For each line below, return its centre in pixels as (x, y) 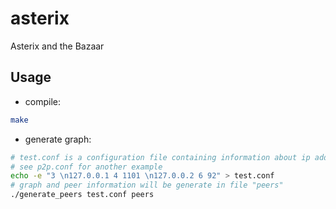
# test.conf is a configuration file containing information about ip (160, 157)
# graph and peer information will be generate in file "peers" (147, 185)
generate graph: (58, 139)
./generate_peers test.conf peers (82, 195)
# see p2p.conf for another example (86, 167)
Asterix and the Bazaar (57, 46)
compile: (43, 101)
